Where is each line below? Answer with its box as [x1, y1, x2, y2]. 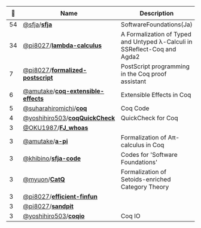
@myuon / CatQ [23, 175, 65, 183]
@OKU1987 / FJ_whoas [23, 124, 89, 132]
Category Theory [120, 183, 169, 191]
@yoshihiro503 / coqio [23, 212, 85, 220]
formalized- [51, 66, 87, 74]
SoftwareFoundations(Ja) [120, 20, 193, 29]
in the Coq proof [120, 70, 167, 78]
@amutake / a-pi [23, 137, 68, 145]
